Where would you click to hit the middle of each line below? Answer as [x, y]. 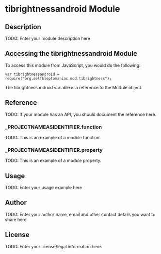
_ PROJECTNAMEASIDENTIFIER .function [54, 127]
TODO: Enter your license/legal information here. [54, 246]
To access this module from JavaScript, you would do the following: [73, 65]
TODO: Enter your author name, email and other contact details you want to [80, 214]
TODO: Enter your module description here [48, 38]
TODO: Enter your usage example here [44, 188]
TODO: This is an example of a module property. [53, 160]
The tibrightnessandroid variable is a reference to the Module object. [74, 87]
